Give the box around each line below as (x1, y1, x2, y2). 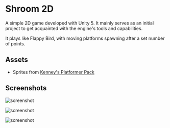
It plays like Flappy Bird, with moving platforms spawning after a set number (5, 35, 165, 41)
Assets (5, 56, 28, 64)
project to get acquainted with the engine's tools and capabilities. (5, 25, 143, 31)
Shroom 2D (5, 3, 54, 15)
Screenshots (5, 84, 47, 92)
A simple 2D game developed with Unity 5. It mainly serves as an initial (5, 20, 154, 26)
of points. (5, 40, 26, 46)
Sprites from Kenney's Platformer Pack (12, 69, 94, 75)
